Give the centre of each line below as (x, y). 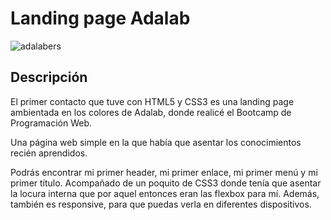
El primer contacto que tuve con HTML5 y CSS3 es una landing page (152, 101)
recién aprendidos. (49, 153)
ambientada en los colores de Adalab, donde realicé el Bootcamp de (151, 112)
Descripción (49, 77)
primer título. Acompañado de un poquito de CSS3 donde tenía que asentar (166, 183)
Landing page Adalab (100, 18)
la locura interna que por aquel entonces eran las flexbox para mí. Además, (165, 193)
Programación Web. (51, 123)
